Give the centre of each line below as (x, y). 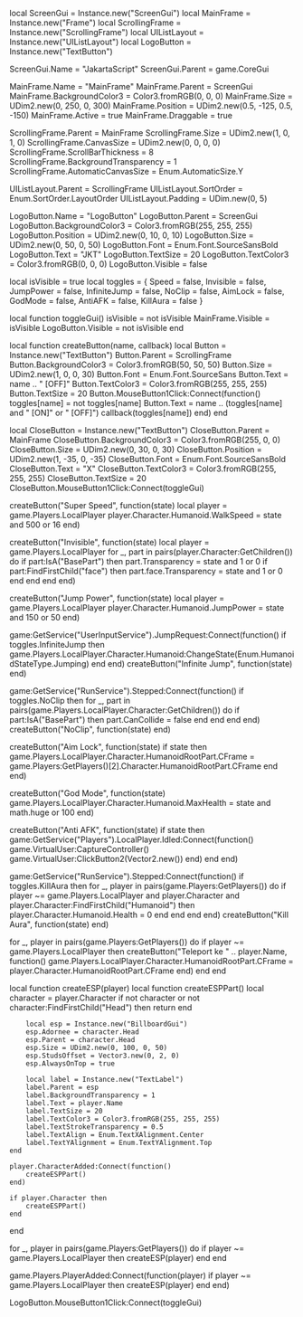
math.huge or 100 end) (52, 812)
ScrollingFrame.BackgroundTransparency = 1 (93, 161)
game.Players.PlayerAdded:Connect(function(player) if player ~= (130, 1275)
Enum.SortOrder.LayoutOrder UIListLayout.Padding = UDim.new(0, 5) (138, 199)
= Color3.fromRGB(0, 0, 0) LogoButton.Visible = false (109, 264)
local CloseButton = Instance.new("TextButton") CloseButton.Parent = (140, 430)
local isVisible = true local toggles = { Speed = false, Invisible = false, (138, 281)
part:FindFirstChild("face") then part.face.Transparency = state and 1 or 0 (146, 571)
